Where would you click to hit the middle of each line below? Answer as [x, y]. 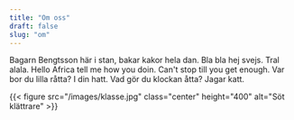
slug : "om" [30, 34]
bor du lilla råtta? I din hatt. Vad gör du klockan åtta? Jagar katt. [127, 79]
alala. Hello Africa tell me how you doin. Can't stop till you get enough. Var [147, 69]
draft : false [34, 26]
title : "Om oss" [40, 18]
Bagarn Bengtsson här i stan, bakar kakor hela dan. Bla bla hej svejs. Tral [144, 60]
